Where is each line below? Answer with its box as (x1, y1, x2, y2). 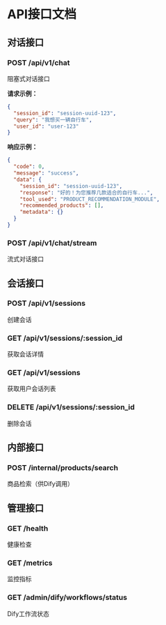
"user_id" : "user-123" (13, 123, 79, 130)
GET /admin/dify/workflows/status (7, 593, 127, 603)
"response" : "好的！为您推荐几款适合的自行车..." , (19, 189, 153, 196)
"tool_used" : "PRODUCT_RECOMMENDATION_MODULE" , (19, 196, 160, 203)
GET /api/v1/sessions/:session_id (7, 333, 123, 343)
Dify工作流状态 (7, 609, 50, 618)
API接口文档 (7, 6, 76, 22)
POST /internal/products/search (7, 463, 119, 473)
